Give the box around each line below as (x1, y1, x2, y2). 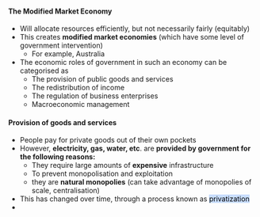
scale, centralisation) (31, 186, 101, 196)
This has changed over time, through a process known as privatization (19, 194, 250, 204)
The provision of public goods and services (31, 74, 174, 84)
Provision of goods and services (8, 117, 117, 127)
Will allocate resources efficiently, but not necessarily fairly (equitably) (19, 24, 250, 33)
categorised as (19, 66, 69, 75)
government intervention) (19, 40, 103, 51)
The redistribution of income (31, 83, 125, 93)
